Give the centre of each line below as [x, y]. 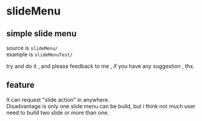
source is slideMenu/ [32, 48]
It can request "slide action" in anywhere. [58, 100]
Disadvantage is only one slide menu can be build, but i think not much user [101, 106]
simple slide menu [42, 34]
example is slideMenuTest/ [39, 54]
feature [21, 85]
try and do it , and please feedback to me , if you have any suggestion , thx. [101, 66]
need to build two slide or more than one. [58, 113]
